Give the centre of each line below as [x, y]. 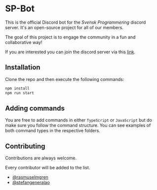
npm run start [20, 93]
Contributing [25, 146]
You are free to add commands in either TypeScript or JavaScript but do [78, 120]
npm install [17, 88]
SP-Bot [20, 9]
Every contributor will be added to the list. [48, 168]
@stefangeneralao [31, 183]
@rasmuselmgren [30, 177]
